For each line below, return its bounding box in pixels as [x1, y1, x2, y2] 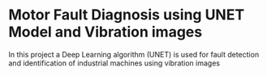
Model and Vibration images [8, 23, 203, 41]
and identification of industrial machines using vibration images [8, 58, 221, 68]
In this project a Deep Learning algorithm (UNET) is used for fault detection [8, 49, 260, 59]
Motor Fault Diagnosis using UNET [8, 6, 245, 24]
